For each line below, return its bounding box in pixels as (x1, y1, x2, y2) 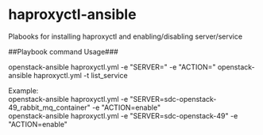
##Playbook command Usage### (8, 47, 119, 56)
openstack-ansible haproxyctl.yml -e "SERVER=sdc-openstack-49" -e (8, 111, 238, 120)
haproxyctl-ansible (8, 6, 137, 24)
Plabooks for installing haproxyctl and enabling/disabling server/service (8, 32, 243, 41)
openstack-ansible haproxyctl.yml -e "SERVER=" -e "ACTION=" (8, 62, 216, 72)
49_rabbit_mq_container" (8, 103, 91, 112)
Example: (8, 85, 39, 96)
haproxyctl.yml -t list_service (33, 70, 129, 80)
